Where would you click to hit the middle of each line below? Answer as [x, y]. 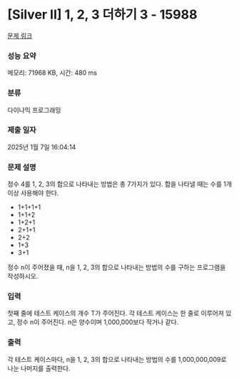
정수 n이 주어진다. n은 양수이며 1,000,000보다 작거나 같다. [98, 322]
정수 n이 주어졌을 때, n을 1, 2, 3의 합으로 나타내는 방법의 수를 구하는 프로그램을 [117, 267]
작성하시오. [23, 276]
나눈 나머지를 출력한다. [39, 368]
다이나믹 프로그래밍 [34, 110]
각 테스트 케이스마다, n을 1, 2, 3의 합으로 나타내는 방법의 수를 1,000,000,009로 [117, 359]
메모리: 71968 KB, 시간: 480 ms [52, 73]
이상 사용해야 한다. [33, 193]
